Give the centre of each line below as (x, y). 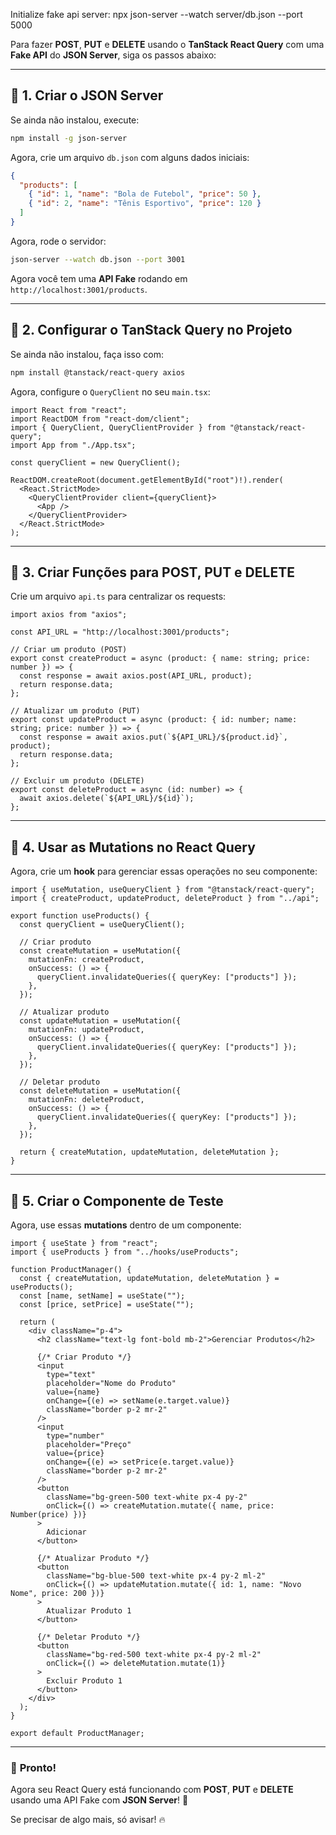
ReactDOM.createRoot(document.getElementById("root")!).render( (147, 480)
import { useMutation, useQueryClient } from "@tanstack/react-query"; (162, 890)
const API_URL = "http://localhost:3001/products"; (120, 632)
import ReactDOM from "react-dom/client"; (100, 419)
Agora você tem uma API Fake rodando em (99, 278)
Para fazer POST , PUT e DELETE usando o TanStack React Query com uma (167, 44)
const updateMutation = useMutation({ (100, 1021)
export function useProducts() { (80, 916)
